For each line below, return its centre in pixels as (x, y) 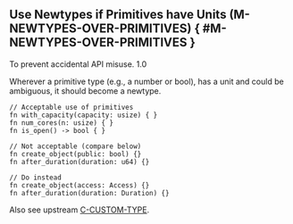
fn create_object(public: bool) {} (75, 154)
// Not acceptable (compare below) (75, 146)
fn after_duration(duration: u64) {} (80, 162)
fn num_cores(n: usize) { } (62, 123)
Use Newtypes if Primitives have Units (118, 15)
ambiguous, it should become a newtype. (85, 91)
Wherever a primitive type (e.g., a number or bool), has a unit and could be (146, 81)
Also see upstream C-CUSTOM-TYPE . (80, 210)
